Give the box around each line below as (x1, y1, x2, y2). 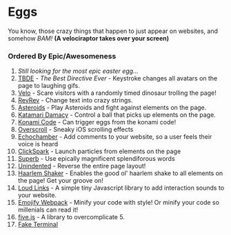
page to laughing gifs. (17, 82, 80, 90)
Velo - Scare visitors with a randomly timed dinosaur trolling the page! (17, 89, 217, 97)
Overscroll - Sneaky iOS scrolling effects (17, 125, 134, 134)
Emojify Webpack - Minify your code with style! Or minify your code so (17, 199, 220, 207)
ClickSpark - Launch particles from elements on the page (17, 147, 181, 155)
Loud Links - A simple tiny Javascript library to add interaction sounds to (17, 183, 225, 192)
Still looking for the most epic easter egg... (17, 67, 139, 76)
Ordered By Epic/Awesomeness (8, 51, 117, 60)
